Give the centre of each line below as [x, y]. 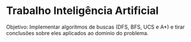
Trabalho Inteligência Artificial [82, 11]
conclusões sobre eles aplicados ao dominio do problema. [77, 33]
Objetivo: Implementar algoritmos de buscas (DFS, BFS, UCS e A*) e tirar [95, 27]
